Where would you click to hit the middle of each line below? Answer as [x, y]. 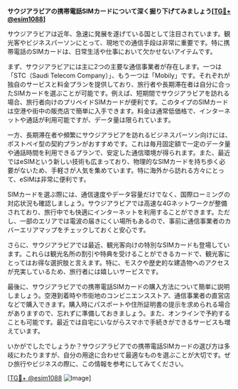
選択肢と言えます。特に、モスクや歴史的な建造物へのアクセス [140, 263]
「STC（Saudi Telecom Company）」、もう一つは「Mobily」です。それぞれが [119, 75]
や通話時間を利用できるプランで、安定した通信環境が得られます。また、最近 [119, 153]
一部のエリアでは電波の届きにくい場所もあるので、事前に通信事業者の [122, 221]
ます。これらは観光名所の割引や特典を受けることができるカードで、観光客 [116, 254]
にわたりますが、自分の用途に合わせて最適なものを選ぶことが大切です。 [119, 355]
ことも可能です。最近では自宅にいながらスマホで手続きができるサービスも [116, 322]
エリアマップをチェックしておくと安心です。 [85, 230]
